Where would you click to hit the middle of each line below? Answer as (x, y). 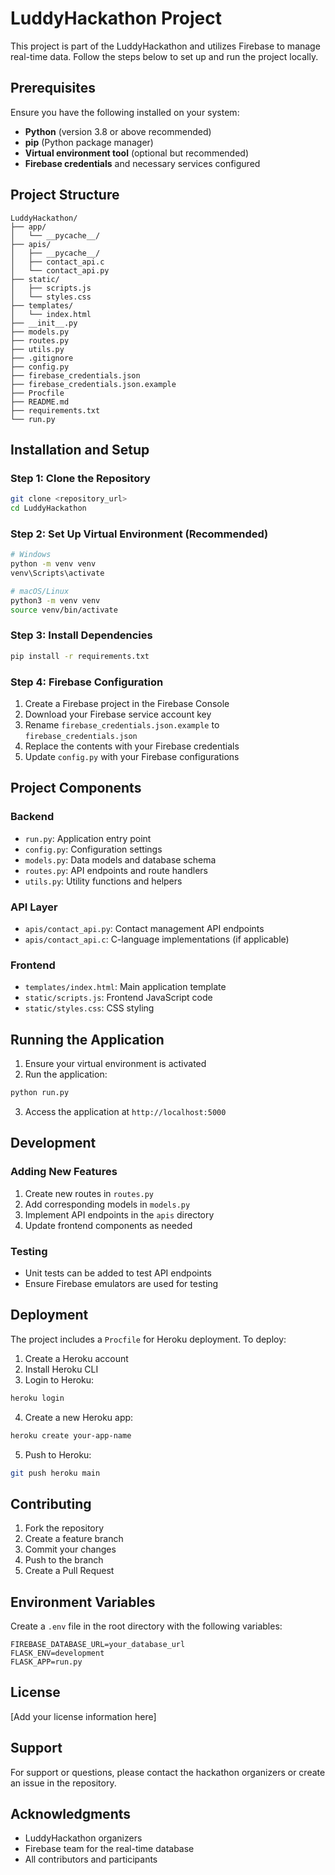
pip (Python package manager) (89, 142)
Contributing (51, 1503)
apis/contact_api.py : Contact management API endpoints (144, 928)
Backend (32, 817)
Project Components (76, 788)
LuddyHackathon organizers (83, 1838)
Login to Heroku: (59, 1379)
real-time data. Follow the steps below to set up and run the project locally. (164, 56)
